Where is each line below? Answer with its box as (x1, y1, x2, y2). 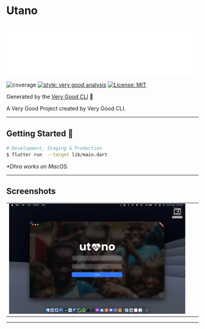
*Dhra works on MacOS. (6, 162, 69, 170)
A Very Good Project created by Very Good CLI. (6, 105, 126, 112)
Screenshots (6, 186, 56, 197)
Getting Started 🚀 (6, 128, 74, 139)
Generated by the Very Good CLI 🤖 (6, 93, 93, 101)
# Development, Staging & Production (6, 145, 103, 151)
